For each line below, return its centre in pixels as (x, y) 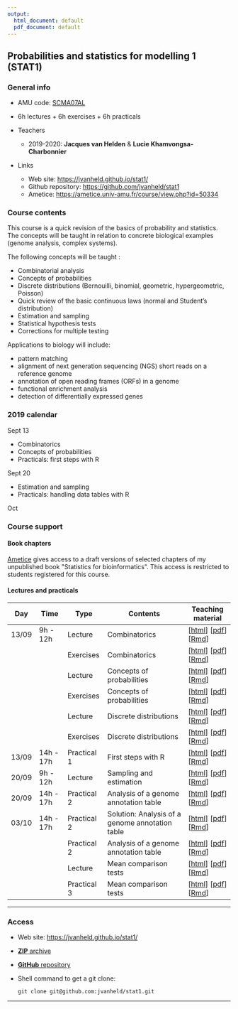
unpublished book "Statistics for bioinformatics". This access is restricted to (118, 566)
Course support (35, 527)
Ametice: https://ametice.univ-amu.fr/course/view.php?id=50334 (123, 194)
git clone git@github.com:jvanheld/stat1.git (86, 992)
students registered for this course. (59, 574)
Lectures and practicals (43, 590)
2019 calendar (33, 415)
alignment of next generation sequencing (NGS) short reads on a (112, 366)
